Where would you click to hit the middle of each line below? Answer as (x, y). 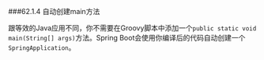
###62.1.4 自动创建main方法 (54, 11)
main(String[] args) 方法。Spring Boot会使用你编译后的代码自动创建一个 (127, 38)
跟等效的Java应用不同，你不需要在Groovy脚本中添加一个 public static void (132, 28)
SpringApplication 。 (42, 48)
